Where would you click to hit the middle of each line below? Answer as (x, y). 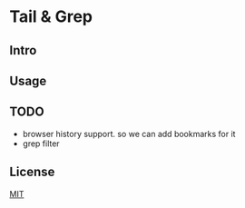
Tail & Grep (51, 17)
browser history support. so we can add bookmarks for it (129, 134)
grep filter (41, 144)
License (32, 172)
